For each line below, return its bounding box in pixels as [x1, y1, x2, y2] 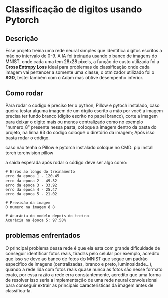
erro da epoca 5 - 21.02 [5, 191, 57, 196]
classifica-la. [5, 287, 32, 293]
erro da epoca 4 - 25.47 [5, 187, 57, 192]
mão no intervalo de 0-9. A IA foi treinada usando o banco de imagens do [5, 53, 157, 59]
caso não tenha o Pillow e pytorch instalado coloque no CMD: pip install [5, 144, 154, 150]
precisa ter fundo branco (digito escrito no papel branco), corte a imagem [5, 113, 158, 119]
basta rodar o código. [5, 135, 50, 141]
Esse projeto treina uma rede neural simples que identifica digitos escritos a [5, 48, 162, 53]
